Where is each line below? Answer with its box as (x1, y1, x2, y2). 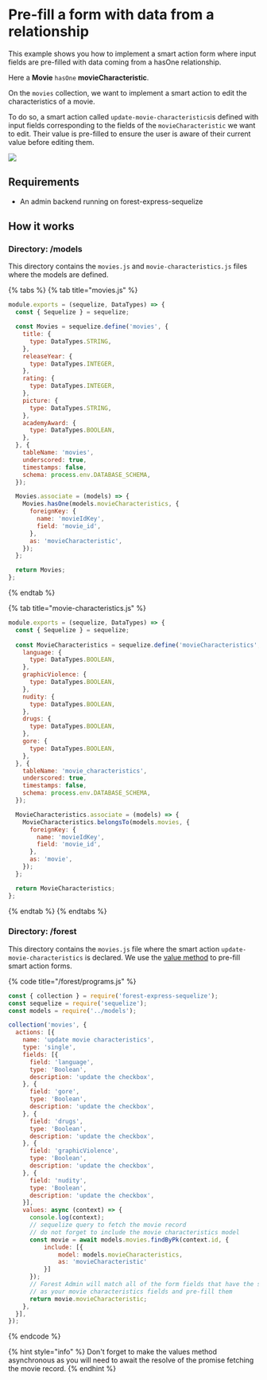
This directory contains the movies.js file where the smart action (8, 944, 220, 953)
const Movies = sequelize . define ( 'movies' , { (15, 323, 169, 331)
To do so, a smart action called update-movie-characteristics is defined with (8, 111, 259, 121)
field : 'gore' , (29, 1088, 80, 1096)
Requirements (8, 175, 79, 189)
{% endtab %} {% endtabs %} (8, 906, 107, 916)
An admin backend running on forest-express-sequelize (19, 197, 203, 206)
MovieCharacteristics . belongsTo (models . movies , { (22, 818, 191, 826)
